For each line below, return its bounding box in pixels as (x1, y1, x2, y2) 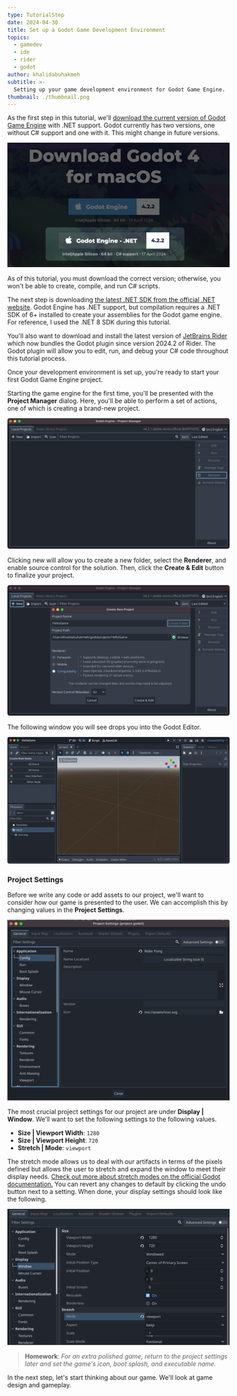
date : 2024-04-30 (7, 18, 59, 26)
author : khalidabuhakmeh (7, 71, 80, 78)
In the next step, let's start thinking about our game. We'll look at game (7, 1373, 213, 1382)
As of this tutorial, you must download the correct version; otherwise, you (7, 274, 221, 283)
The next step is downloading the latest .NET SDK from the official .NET (7, 295, 216, 304)
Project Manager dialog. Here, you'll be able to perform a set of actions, (7, 396, 217, 406)
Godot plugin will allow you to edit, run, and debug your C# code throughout (7, 347, 229, 355)
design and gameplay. (7, 1381, 72, 1390)
